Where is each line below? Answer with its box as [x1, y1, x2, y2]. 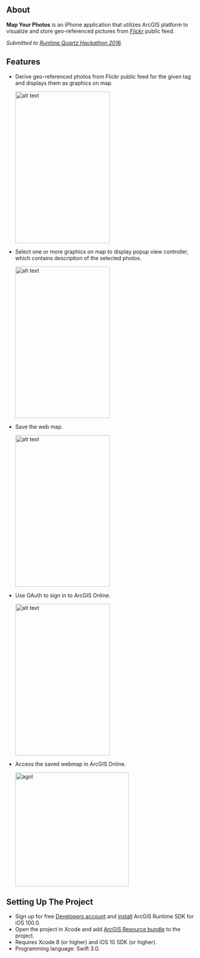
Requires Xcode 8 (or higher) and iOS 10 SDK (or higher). [15, 939, 157, 946]
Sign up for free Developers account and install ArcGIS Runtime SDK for [15, 913, 195, 920]
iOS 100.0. [15, 919, 41, 926]
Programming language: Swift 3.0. [15, 945, 100, 953]
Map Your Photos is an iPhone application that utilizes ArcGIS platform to [6, 21, 189, 28]
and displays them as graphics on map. [15, 79, 113, 87]
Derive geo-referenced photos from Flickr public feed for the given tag [15, 73, 192, 80]
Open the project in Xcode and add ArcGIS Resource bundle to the [15, 926, 181, 933]
